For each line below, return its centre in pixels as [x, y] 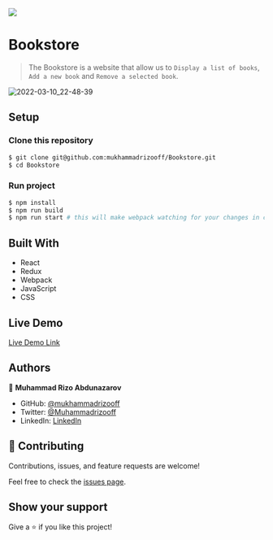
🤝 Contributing [46, 446]
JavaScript [38, 289]
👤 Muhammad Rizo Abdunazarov [65, 387]
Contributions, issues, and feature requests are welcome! [104, 466]
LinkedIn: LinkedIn [51, 420]
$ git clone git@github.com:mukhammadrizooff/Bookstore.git [113, 157]
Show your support [58, 507]
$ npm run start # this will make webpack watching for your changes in [134, 218]
